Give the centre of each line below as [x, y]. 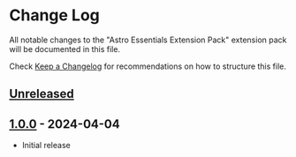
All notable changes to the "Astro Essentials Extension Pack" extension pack [148, 40]
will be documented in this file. [65, 49]
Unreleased [42, 94]
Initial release [46, 146]
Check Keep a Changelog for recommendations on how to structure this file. [148, 66]
